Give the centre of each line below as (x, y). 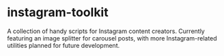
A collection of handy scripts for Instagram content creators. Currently (106, 31)
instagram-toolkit (58, 12)
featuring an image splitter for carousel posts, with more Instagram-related (112, 38)
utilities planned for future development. (64, 45)
